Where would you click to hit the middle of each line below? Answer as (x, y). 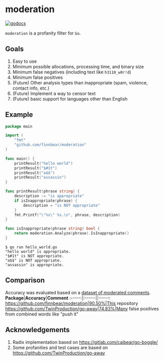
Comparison (25, 280)
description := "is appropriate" (49, 196)
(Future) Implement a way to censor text (54, 93)
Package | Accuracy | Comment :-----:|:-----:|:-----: (58, 298)
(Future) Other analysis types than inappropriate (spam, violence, (80, 82)
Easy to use (24, 61)
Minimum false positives (37, 77)
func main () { (20, 159)
